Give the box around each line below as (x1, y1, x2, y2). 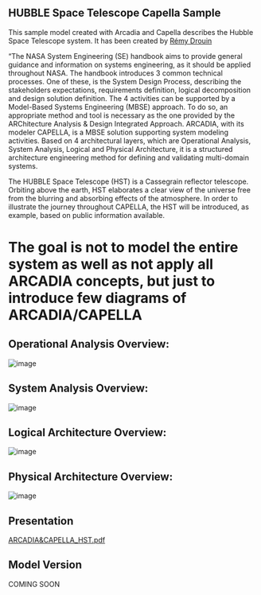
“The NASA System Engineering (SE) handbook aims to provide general (8, 51, 243, 60)
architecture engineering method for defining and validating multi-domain (8, 153, 249, 162)
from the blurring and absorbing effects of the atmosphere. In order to (8, 193, 239, 203)
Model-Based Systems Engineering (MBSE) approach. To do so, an (8, 102, 228, 111)
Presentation (8, 514, 74, 527)
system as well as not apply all (8, 255, 213, 273)
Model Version (8, 558, 82, 572)
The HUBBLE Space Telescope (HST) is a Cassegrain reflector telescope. (8, 177, 249, 186)
